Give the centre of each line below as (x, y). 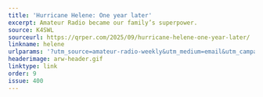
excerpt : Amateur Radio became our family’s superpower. (103, 23)
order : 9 (22, 74)
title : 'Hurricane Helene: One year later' (80, 15)
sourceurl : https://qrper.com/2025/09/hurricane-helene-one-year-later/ (129, 37)
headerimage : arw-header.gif (56, 59)
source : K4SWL (31, 30)
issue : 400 (26, 81)
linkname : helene (36, 45)
